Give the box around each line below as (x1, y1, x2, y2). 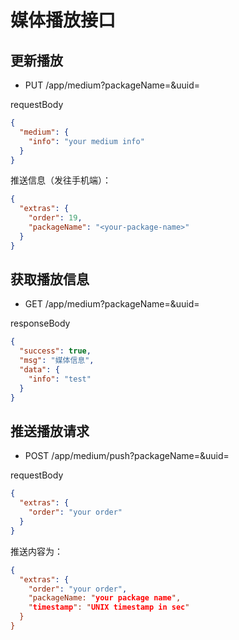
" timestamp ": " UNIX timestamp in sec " (28, 602, 190, 613)
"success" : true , (19, 346, 92, 356)
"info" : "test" (28, 374, 92, 384)
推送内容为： (10, 545, 63, 557)
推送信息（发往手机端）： (10, 174, 112, 186)
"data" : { (19, 365, 60, 375)
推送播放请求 (10, 422, 90, 440)
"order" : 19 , (28, 213, 83, 223)
